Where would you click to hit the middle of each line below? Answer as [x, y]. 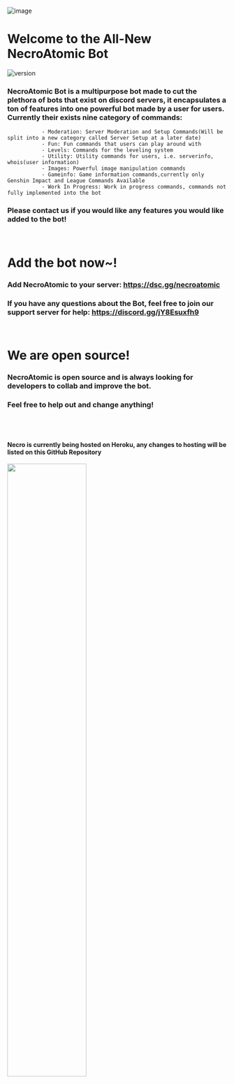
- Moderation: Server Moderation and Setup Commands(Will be [132, 132]
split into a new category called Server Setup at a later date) [104, 138]
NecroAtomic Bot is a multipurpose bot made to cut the [102, 91]
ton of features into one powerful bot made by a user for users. [116, 108]
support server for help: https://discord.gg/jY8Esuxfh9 [103, 312]
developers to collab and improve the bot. [79, 386]
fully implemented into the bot [54, 193]
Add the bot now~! [62, 263]
